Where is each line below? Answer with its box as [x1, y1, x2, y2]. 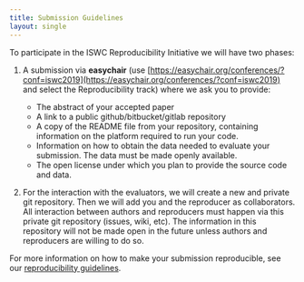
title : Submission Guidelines [9, 13, 124, 23]
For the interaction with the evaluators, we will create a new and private [22, 186, 290, 197]
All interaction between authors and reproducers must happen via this [22, 206, 284, 217]
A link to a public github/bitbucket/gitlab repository [35, 111, 227, 122]
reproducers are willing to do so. [22, 235, 144, 246]
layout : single [9, 22, 67, 31]
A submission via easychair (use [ [22, 65, 152, 76]
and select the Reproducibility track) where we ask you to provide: [22, 84, 271, 95]
